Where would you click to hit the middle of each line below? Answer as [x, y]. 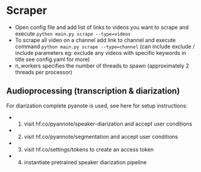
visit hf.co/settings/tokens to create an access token [89, 149]
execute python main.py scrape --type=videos [73, 33]
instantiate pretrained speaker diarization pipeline [85, 162]
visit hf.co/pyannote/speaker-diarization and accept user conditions [108, 124]
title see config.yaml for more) [52, 59]
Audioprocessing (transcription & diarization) [93, 91]
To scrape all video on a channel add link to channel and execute [95, 40]
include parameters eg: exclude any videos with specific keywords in [100, 53]
